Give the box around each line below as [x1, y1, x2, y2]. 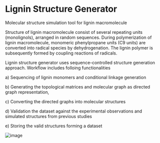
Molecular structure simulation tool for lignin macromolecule [5, 20, 127, 26]
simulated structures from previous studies [5, 113, 92, 119]
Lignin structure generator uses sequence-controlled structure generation [5, 59, 155, 65]
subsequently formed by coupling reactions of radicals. [5, 50, 118, 56]
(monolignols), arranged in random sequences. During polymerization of [5, 34, 152, 40]
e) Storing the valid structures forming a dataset [5, 123, 102, 129]
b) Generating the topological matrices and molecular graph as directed [5, 84, 150, 89]
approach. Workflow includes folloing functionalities [5, 65, 111, 71]
